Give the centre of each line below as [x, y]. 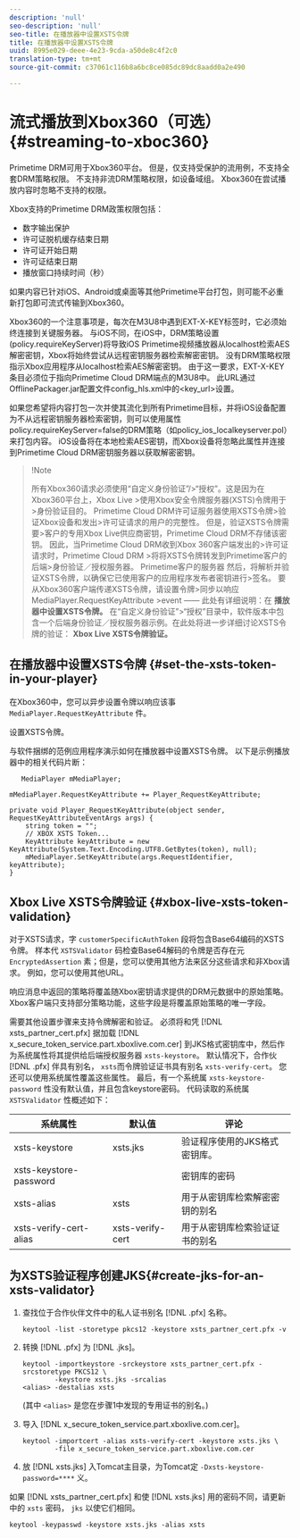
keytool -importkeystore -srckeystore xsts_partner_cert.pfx [138, 1364]
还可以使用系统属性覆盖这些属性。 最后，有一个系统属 [108, 1078]
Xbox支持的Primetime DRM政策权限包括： [87, 209]
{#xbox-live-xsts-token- [219, 903]
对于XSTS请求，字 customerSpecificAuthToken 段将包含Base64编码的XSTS [146, 940]
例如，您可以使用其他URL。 [78, 973]
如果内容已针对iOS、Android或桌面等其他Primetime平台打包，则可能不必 [143, 291]
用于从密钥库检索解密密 [231, 1198]
